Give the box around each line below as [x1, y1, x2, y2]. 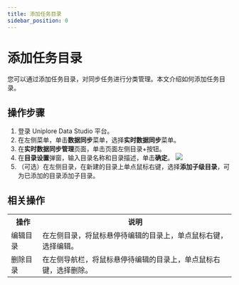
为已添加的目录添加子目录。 [17, 172, 100, 180]
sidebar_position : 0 [7, 17, 69, 24]
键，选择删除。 [42, 265, 92, 275]
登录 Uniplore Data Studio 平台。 [17, 127, 114, 135]
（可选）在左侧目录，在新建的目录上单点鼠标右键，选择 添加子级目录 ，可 [17, 162, 230, 171]
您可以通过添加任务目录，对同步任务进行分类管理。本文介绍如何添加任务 [7, 75, 219, 83]
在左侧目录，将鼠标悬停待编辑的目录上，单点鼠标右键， [42, 231, 228, 241]
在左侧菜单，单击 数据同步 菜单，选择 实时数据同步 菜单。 [17, 136, 180, 145]
